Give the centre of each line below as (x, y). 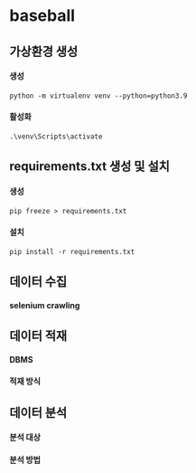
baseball (42, 16)
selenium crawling (45, 305)
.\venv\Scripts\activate (56, 137)
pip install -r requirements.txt (72, 251)
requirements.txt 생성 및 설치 (89, 167)
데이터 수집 (38, 282)
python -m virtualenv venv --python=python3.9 (98, 96)
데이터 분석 (38, 412)
